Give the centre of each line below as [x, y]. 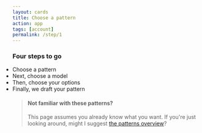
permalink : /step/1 [37, 35]
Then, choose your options [47, 83]
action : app [28, 23]
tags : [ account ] [33, 29]
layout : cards [31, 12]
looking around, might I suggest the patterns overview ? [97, 123]
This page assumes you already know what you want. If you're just [111, 116]
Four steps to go [37, 56]
